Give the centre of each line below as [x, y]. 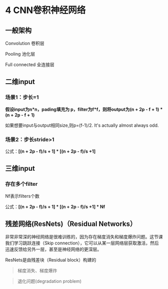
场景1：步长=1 [22, 97]
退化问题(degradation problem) [49, 281]
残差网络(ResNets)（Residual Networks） [71, 224]
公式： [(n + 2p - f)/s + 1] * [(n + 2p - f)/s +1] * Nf [55, 206]
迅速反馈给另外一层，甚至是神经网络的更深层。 [53, 249]
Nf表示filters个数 [22, 196]
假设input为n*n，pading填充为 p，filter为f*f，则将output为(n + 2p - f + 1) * [84, 109]
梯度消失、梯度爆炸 [37, 270]
